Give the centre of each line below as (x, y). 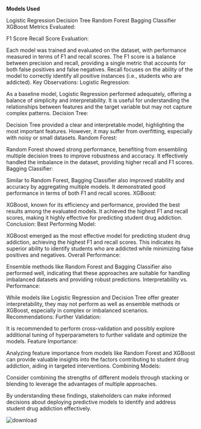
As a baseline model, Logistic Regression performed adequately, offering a (99, 94)
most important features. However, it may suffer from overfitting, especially (99, 131)
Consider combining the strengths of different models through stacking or (98, 377)
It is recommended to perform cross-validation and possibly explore (91, 329)
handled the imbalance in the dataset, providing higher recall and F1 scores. (100, 162)
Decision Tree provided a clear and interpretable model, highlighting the (95, 125)
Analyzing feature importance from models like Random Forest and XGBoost (101, 353)
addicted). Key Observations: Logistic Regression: (68, 82)
